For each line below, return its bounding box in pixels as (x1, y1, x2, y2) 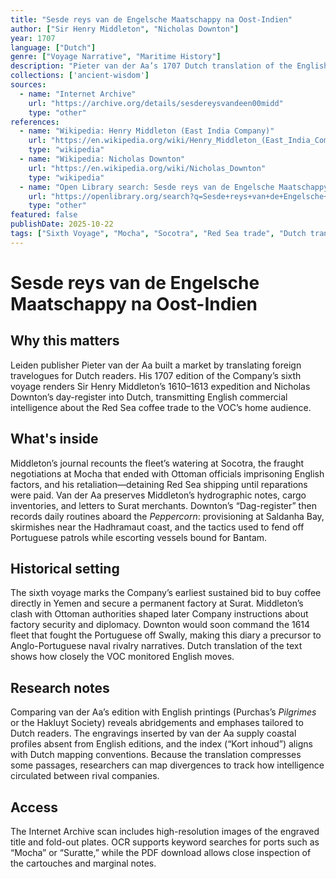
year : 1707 (10, 33, 56, 43)
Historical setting (10, 560, 120, 577)
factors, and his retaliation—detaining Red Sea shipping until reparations (10, 478, 308, 490)
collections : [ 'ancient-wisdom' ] (10, 71, 150, 81)
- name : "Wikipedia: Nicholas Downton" (19, 154, 186, 164)
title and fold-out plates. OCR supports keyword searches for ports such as (10, 836, 320, 848)
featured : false (10, 210, 78, 220)
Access (10, 799, 58, 816)
